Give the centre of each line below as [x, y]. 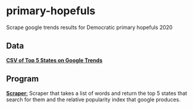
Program [23, 79]
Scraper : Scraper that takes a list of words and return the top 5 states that [97, 93]
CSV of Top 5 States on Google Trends [54, 60]
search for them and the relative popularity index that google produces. [94, 100]
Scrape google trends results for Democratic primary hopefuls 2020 [89, 27]
